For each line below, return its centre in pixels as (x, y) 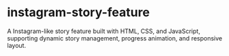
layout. (16, 45)
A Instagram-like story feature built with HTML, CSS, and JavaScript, (104, 31)
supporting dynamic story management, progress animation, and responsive (115, 38)
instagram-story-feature (79, 12)
